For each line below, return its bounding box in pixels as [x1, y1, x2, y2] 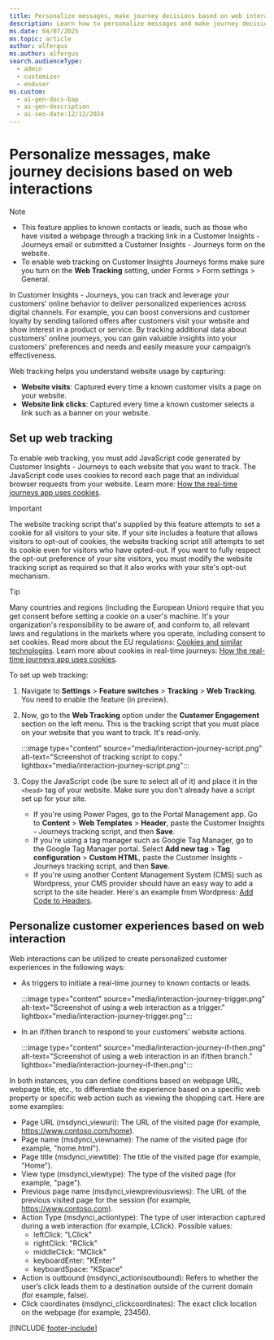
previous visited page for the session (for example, [20, 1194, 192, 1204]
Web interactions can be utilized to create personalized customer [9, 953, 228, 964]
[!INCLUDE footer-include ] [9, 1323, 98, 1333]
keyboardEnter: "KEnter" [33, 1255, 116, 1265]
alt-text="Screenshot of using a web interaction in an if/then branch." [20, 1051, 253, 1061]
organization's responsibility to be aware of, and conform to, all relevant [9, 620, 250, 629]
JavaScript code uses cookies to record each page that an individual [9, 470, 239, 480]
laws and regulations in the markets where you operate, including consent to [9, 628, 266, 638]
